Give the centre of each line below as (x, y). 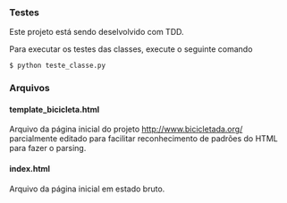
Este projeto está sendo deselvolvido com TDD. (97, 32)
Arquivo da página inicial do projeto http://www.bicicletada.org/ (126, 129)
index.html (30, 169)
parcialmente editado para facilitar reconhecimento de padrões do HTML (144, 139)
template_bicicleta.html (55, 109)
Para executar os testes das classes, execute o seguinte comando (131, 49)
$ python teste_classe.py (57, 66)
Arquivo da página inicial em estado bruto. (87, 189)
